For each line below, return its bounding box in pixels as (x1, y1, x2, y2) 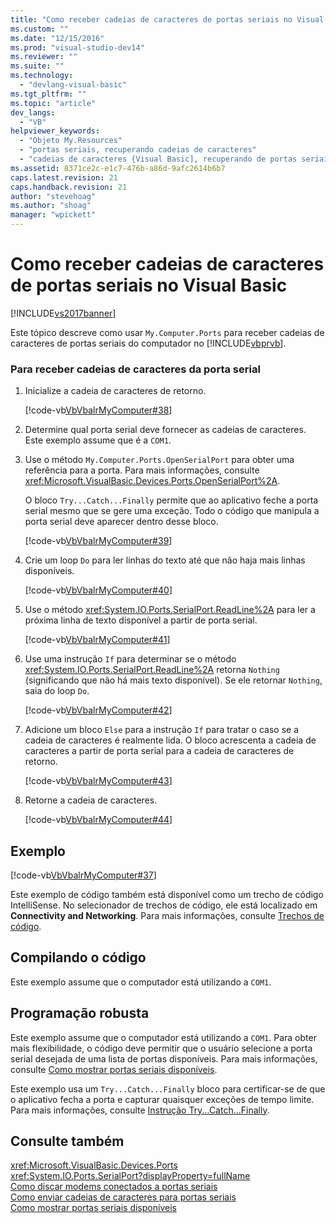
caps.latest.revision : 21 (10, 172, 118, 183)
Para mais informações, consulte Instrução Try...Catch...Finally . (10, 1104, 270, 1116)
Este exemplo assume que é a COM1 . (24, 434, 172, 446)
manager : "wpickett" (10, 210, 97, 220)
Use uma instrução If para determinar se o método (24, 653, 237, 665)
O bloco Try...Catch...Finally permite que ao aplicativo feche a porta (24, 494, 319, 506)
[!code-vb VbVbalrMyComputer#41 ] (24, 634, 171, 646)
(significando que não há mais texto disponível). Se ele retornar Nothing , (24, 674, 323, 686)
